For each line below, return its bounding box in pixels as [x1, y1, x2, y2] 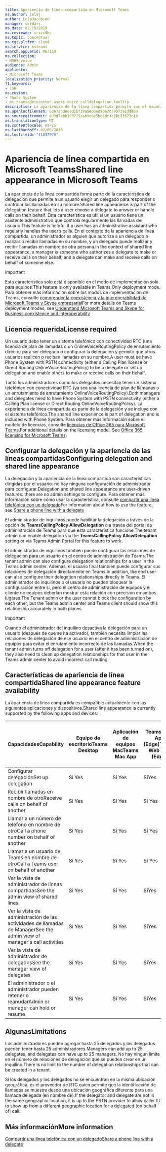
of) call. [5, 1108, 21, 1114]
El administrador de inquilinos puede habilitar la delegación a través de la [5, 516, 154, 522]
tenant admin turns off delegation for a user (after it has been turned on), [5, 646, 154, 652]
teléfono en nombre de [7, 821, 61, 828]
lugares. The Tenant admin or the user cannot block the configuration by [5, 595, 152, 601]
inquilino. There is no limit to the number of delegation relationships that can [5, 1062, 159, 1068]
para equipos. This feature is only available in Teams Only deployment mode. [5, 284, 161, 290]
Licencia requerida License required [5, 325, 117, 333]
